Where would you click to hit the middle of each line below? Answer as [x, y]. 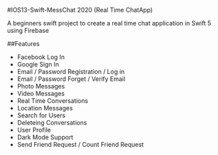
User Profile [34, 130]
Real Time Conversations [52, 101]
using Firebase [28, 31]
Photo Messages [41, 86]
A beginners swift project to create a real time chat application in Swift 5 [109, 23]
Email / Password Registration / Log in [71, 72]
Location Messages [45, 108]
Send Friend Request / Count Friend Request [80, 144]
